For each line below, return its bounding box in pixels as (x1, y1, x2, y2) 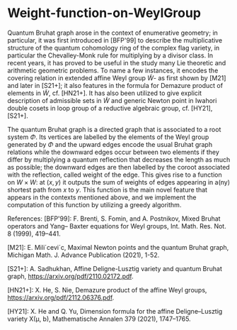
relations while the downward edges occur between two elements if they (7, 148, 219, 156)
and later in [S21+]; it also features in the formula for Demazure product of (7, 81, 224, 89)
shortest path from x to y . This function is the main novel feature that (7, 185, 207, 194)
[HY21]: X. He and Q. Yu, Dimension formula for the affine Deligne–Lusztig (7, 307, 223, 315)
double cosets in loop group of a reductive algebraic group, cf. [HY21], (7, 104, 213, 112)
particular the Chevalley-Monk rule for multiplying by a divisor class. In (7, 51, 214, 60)
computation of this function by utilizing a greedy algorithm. (7, 200, 182, 209)
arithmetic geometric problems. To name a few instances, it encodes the (7, 66, 219, 75)
